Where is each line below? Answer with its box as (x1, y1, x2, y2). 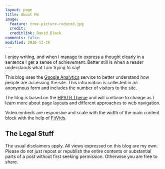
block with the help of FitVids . (5, 115, 66, 121)
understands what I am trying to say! (5, 64, 81, 70)
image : (5, 17, 19, 22)
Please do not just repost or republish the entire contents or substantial (5, 148, 151, 154)
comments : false (5, 36, 39, 41)
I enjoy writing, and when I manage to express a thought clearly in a (5, 54, 145, 60)
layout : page (5, 7, 32, 13)
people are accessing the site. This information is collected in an (5, 79, 138, 85)
